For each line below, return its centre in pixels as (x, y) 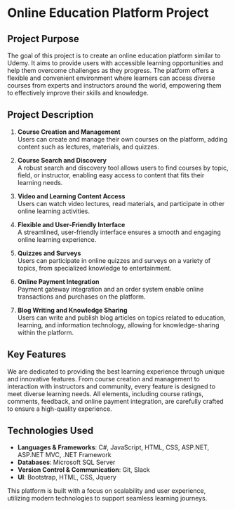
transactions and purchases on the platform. (81, 297)
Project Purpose (43, 39)
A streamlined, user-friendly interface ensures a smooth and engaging (119, 232)
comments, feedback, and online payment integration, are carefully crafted (115, 401)
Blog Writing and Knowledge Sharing (72, 310)
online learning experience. (57, 239)
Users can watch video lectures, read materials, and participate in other (121, 203)
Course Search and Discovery (62, 160)
